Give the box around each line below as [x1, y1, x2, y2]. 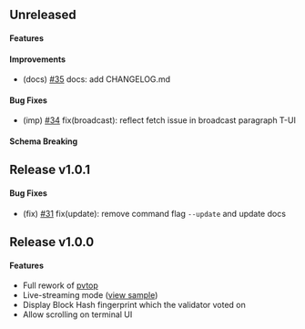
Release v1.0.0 [9, 234, 95, 250]
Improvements [9, 54, 66, 65]
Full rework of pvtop [22, 280, 98, 291]
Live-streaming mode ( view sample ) [22, 290, 158, 301]
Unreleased [9, 7, 77, 23]
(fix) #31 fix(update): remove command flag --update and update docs [22, 208, 287, 219]
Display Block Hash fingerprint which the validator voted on [22, 300, 246, 311]
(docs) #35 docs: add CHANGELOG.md [22, 74, 171, 85]
